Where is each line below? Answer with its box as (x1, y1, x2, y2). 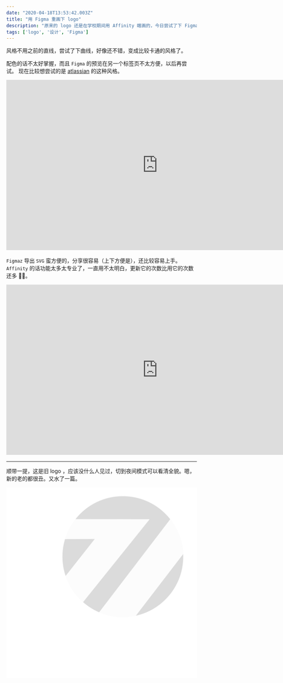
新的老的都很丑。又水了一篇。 (6, 475, 80, 483)
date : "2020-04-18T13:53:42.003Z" (6, 10, 94, 16)
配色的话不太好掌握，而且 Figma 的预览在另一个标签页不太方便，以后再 (6, 60, 182, 67)
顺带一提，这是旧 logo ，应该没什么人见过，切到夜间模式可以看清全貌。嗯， (6, 467, 195, 475)
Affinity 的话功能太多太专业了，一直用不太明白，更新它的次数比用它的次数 (6, 265, 194, 272)
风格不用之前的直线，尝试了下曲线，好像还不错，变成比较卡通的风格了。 (6, 47, 186, 54)
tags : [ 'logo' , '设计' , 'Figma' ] (6, 29, 89, 35)
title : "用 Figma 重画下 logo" (6, 16, 82, 22)
